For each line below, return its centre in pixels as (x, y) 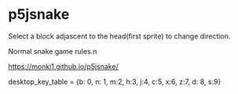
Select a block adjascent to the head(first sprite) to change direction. (119, 36)
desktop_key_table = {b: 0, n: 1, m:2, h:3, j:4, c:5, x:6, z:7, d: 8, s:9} (115, 81)
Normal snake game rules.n (53, 51)
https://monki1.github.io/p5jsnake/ (64, 66)
